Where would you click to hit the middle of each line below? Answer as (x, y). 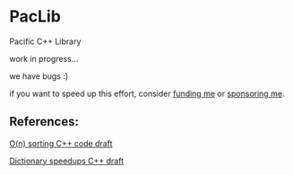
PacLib (35, 17)
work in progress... (44, 58)
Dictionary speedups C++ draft (66, 161)
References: (44, 122)
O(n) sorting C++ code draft (61, 143)
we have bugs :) (39, 76)
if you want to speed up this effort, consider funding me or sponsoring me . (147, 93)
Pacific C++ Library (45, 41)
